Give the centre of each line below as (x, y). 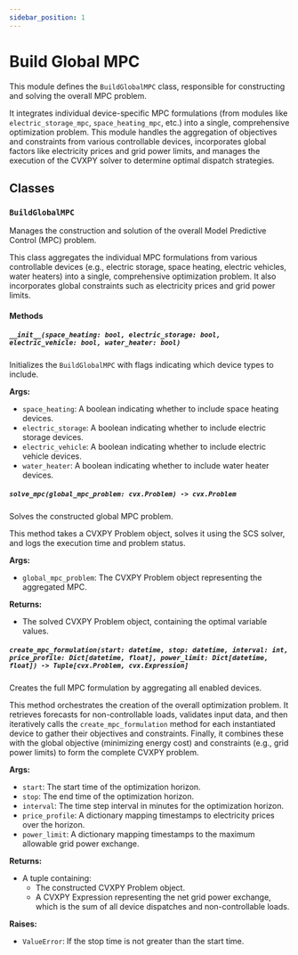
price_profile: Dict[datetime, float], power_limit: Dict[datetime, (139, 658)
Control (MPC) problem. (53, 241)
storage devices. (53, 437)
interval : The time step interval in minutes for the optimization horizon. (153, 805)
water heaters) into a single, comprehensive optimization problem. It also (143, 276)
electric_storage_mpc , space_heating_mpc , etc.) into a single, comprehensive (149, 122)
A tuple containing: (56, 877)
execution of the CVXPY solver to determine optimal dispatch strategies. (142, 160)
